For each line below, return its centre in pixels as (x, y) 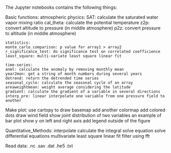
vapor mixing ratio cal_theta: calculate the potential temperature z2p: (78, 23)
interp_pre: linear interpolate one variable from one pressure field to (85, 96)
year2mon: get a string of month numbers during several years (74, 74)
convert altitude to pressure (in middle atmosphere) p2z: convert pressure (83, 28)
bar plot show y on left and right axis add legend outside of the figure (78, 121)
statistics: (18, 43)
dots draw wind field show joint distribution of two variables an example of (83, 115)
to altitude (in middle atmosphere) (41, 33)
